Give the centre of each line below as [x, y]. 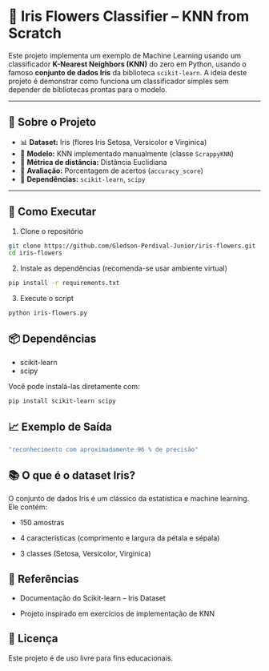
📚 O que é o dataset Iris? [72, 475]
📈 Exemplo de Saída [60, 427]
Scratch [35, 33]
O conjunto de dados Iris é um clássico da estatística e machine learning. [129, 499]
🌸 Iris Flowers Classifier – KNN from [129, 16]
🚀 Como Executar [52, 212]
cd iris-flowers [35, 253]
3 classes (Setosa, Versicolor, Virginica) [85, 554]
